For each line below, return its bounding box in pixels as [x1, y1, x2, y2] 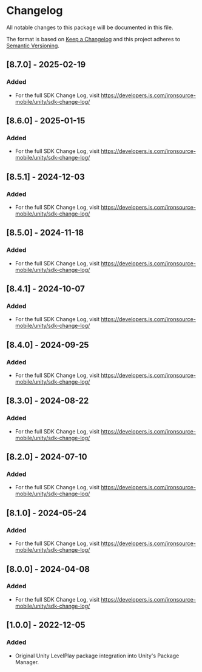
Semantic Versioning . [6, 42, 59, 49]
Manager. [15, 658, 39, 665]
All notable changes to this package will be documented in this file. [6, 24, 173, 31]
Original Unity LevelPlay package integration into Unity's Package [15, 652, 180, 659]
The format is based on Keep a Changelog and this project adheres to [6, 35, 181, 42]
